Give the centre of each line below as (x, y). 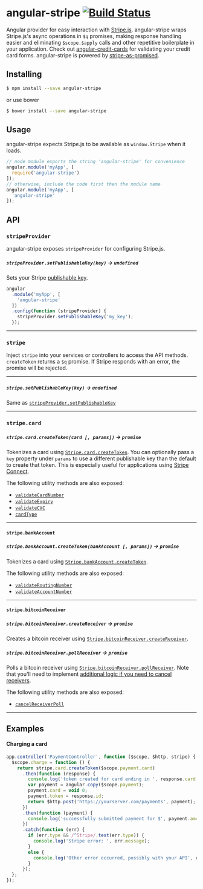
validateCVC (30, 508)
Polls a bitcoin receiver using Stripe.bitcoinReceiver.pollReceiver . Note (98, 668)
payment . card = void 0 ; (58, 791)
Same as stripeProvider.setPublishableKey (61, 403)
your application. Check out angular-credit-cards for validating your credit (98, 49)
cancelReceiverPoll (40, 704)
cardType (26, 515)
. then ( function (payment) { (58, 813)
